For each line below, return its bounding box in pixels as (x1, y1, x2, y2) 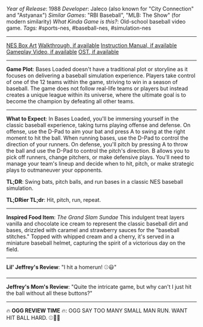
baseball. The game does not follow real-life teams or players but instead (6, 85, 188, 92)
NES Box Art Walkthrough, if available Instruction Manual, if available (6, 42, 177, 49)
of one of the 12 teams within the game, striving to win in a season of (6, 79, 178, 85)
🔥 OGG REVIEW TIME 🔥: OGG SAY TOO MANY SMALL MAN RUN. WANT (6, 307, 188, 314)
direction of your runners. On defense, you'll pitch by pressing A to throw (6, 141, 188, 147)
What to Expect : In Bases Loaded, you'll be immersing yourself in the (6, 115, 179, 122)
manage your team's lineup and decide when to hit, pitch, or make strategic (6, 160, 195, 167)
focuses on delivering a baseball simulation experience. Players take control (6, 72, 196, 79)
